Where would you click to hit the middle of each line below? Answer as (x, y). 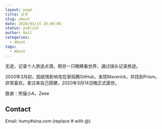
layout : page (19, 10)
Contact (18, 109)
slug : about (17, 19)
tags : (11, 47)
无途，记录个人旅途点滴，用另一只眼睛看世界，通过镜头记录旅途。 (73, 66)
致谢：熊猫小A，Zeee (27, 93)
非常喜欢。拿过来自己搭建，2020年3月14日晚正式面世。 (62, 83)
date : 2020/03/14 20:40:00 (33, 24)
